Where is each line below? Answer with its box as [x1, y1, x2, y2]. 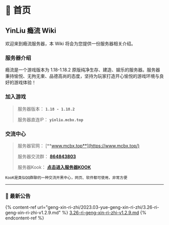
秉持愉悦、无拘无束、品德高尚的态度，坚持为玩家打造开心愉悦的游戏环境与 [5, 73, 159, 79]
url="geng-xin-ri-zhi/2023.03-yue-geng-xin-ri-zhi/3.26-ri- [37, 204, 159, 210]
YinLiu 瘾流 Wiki [5, 26, 56, 35]
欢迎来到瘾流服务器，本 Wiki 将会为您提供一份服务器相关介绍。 [5, 41, 136, 46]
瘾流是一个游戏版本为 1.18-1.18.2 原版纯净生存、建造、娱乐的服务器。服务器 [5, 67, 160, 73]
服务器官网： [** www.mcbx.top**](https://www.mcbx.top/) [17, 142, 140, 149]
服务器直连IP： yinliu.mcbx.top [17, 117, 83, 123]
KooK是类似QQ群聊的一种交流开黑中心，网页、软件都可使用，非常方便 [5, 175, 127, 180]
